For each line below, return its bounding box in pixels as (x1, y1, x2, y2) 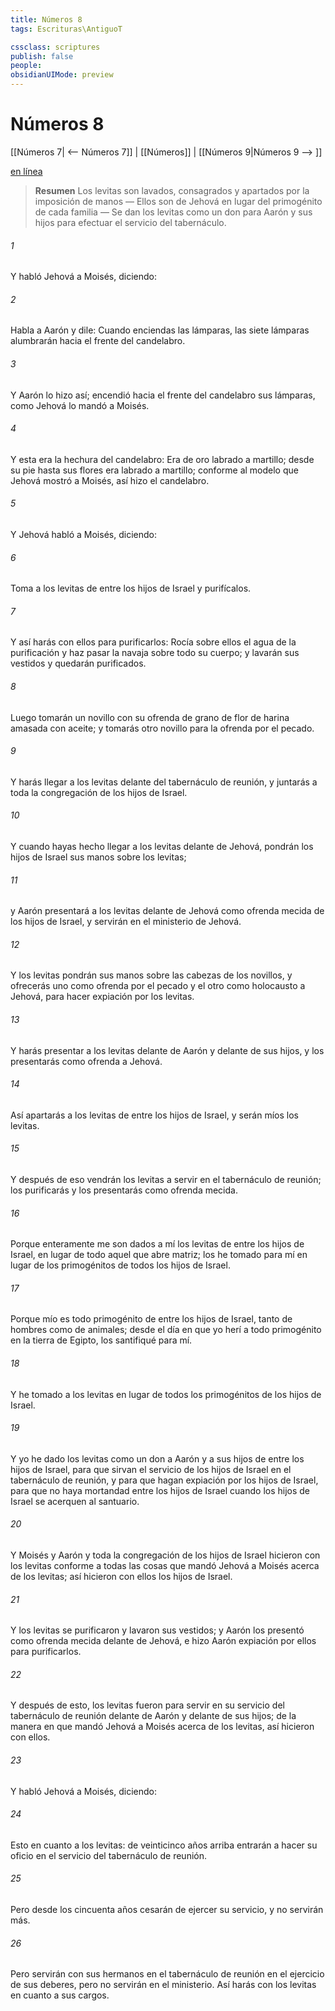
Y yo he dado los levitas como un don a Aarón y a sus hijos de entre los (10, 1452, 305, 1465)
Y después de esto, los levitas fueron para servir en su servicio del (10, 1699, 285, 1711)
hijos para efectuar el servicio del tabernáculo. (34, 216, 227, 228)
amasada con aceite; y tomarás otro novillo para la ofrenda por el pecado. (10, 722, 315, 734)
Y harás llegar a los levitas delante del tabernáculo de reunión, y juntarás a (10, 776, 318, 788)
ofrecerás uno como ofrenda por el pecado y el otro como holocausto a (10, 980, 306, 992)
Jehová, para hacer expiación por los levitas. (10, 991, 195, 1003)
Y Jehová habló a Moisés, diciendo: (10, 528, 157, 540)
